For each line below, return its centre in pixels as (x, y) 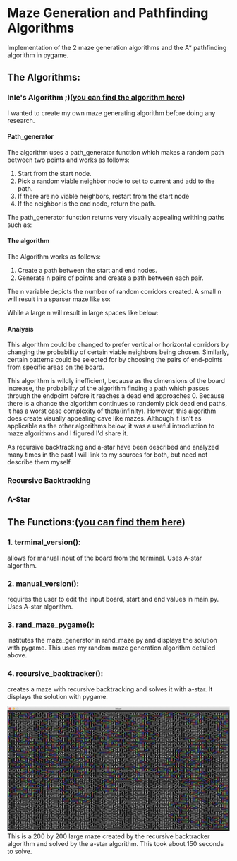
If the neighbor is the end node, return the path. (87, 204)
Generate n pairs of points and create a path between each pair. (110, 278)
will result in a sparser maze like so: (59, 299)
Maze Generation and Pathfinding (108, 13)
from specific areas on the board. (56, 367)
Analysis (20, 329)
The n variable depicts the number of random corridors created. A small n (114, 292)
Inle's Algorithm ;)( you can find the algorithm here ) (96, 98)
